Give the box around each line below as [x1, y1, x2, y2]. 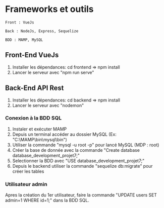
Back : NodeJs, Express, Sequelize [5, 28, 79, 33]
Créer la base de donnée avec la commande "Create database [12, 147, 140, 153]
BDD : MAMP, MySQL [5, 37, 43, 42]
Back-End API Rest [5, 84, 64, 93]
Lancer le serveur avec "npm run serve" [12, 69, 94, 75]
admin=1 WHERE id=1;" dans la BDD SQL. [5, 198, 89, 204]
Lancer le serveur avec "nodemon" [12, 102, 84, 108]
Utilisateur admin [5, 181, 48, 188]
